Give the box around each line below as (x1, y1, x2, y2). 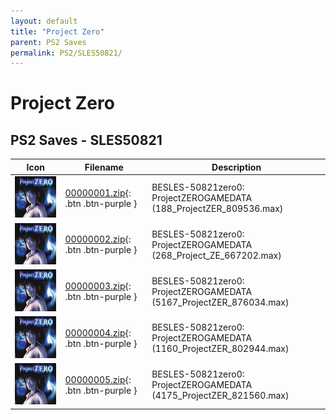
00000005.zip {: (64, 373, 132, 385)
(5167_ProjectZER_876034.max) (151, 296, 290, 308)
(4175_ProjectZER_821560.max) (151, 390, 290, 402)
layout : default (10, 16, 78, 26)
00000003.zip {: (64, 280, 132, 292)
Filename (84, 161, 124, 173)
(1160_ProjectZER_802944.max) (151, 343, 290, 355)
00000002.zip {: (64, 233, 132, 245)
